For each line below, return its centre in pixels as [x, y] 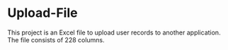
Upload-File [42, 13]
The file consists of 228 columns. [56, 39]
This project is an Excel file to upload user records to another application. [114, 32]
